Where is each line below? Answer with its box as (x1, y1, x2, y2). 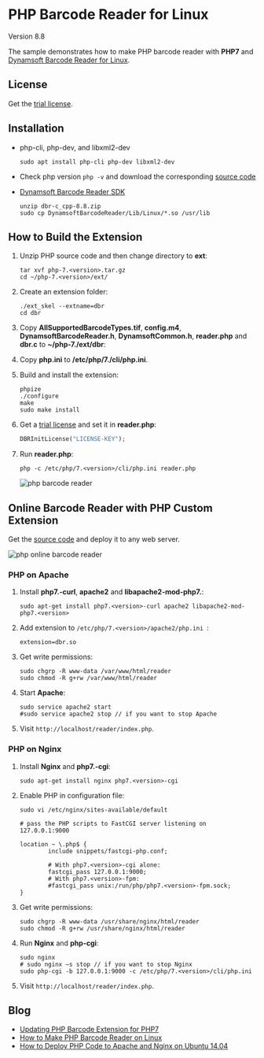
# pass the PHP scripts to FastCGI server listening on (19, 819, 207, 827)
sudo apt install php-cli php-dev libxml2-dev (19, 157, 175, 166)
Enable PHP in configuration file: (19, 790, 125, 800)
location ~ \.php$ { (19, 840, 87, 848)
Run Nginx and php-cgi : (19, 938, 99, 948)
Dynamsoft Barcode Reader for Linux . (8, 55, 130, 65)
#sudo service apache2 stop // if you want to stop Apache (19, 710, 218, 718)
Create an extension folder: (19, 287, 108, 297)
